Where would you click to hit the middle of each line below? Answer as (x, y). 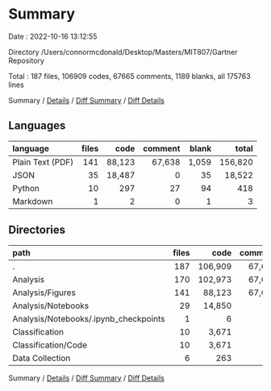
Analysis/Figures (44, 293)
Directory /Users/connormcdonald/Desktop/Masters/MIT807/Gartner (123, 52)
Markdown (33, 201)
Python (26, 188)
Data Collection (42, 358)
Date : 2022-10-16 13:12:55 (53, 36)
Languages (37, 126)
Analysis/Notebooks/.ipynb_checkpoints (89, 318)
